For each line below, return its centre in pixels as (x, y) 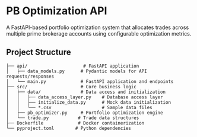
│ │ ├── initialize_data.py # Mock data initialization (88, 102)
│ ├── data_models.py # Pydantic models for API (77, 71)
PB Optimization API (57, 11)
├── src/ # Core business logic (71, 87)
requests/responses (30, 76)
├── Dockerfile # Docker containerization (75, 123)
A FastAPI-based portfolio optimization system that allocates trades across (98, 27)
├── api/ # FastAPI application (73, 66)
